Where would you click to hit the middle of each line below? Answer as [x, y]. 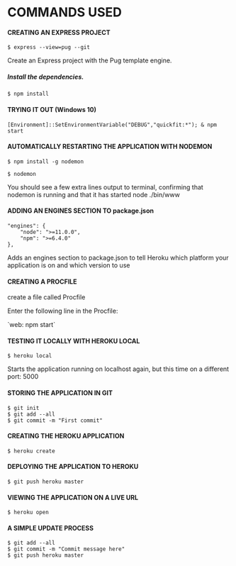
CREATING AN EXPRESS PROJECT [59, 32]
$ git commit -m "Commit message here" [66, 549]
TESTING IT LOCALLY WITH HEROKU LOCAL [74, 340]
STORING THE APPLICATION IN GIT [60, 393]
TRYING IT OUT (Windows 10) [52, 109]
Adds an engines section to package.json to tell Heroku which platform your [118, 257]
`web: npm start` [31, 325]
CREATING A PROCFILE [42, 282]
